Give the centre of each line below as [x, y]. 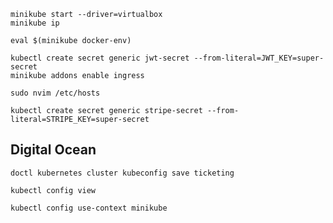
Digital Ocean [53, 150]
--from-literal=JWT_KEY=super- [259, 58]
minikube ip [35, 23]
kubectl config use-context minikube [89, 208]
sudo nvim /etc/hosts [55, 93]
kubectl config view [53, 190]
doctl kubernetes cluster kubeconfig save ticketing [122, 173]
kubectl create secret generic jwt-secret [100, 58]
